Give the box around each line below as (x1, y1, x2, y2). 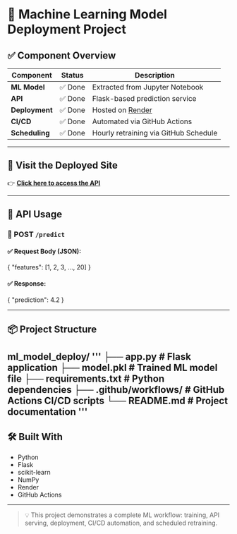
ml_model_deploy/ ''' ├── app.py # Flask (7, 351, 192, 363)
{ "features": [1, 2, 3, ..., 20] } (7, 263, 92, 272)
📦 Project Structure (7, 323, 97, 335)
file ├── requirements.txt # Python (7, 373, 164, 385)
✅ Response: (7, 279, 47, 288)
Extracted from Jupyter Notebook (92, 83, 204, 92)
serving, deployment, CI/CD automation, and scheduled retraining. (24, 518, 218, 528)
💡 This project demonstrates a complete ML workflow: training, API (24, 511, 220, 519)
